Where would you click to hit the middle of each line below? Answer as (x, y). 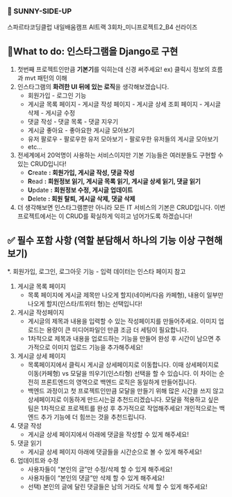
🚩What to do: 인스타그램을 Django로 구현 (93, 51)
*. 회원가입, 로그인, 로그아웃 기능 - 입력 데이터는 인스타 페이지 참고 (97, 271)
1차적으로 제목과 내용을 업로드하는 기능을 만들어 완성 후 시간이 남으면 (121, 338)
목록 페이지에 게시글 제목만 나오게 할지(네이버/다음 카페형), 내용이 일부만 (125, 295)
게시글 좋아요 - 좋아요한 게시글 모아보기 (81, 130)
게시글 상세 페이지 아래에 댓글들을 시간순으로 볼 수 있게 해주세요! (115, 452)
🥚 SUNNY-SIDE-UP (40, 11)
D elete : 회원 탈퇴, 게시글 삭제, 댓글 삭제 (81, 199)
